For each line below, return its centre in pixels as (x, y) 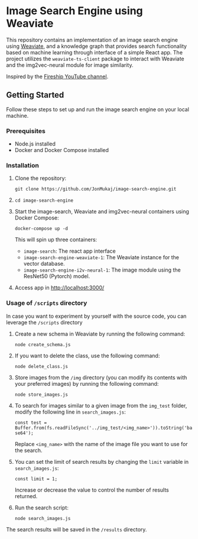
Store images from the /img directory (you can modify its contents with (101, 377)
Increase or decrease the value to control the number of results (92, 490)
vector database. (44, 264)
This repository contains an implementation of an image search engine (92, 40)
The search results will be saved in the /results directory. (77, 529)
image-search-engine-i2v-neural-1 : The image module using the (102, 270)
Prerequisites (26, 131)
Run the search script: (42, 508)
